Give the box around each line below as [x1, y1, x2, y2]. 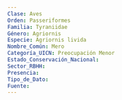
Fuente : [7, 82, 30, 89]
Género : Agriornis [7, 30, 61, 37]
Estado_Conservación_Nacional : [7, 56, 99, 63]
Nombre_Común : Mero [7, 43, 65, 50]
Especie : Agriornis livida [7, 37, 87, 44]
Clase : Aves [7, 10, 42, 18]
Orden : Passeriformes [7, 17, 71, 24]
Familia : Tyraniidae [7, 23, 68, 30]
